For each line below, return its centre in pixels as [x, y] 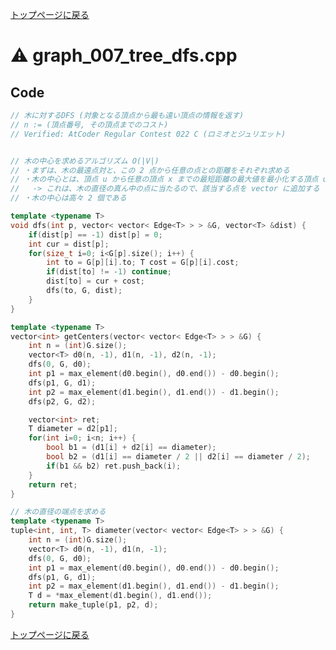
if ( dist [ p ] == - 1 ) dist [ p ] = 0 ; [95, 234]
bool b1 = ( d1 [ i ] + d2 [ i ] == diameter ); [131, 448]
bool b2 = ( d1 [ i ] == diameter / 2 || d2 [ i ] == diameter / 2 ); [178, 457]
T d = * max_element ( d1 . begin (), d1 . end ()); [120, 596]
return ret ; [53, 484]
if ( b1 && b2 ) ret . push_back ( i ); [114, 466]
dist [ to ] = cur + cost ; [95, 281]
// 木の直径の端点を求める [58, 512]
